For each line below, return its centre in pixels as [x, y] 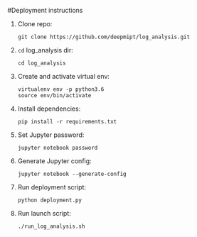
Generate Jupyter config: [54, 161]
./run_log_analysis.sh [51, 226]
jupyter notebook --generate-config [72, 174]
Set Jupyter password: [51, 135]
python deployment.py [49, 200]
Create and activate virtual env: [64, 76]
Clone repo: [35, 24]
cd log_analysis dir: [45, 50]
